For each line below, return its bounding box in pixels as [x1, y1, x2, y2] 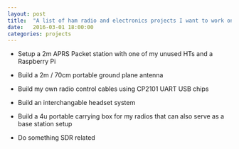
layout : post [7, 10, 46, 18]
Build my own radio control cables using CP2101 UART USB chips [17, 84, 209, 93]
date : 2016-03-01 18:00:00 [7, 23, 94, 31]
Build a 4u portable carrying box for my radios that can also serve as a [17, 112, 225, 121]
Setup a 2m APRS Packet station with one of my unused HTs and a [17, 50, 213, 58]
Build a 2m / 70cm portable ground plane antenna [17, 71, 164, 79]
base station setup [17, 120, 73, 128]
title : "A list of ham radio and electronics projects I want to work [7, 17, 224, 24]
